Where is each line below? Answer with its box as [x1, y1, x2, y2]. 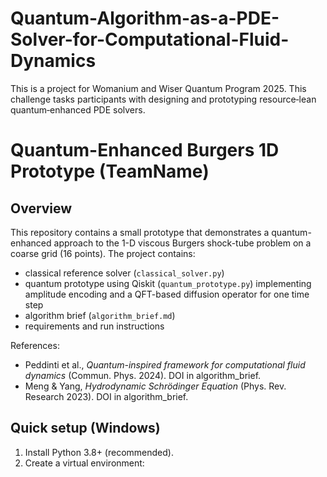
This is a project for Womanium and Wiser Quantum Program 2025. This [10, 82, 307, 94]
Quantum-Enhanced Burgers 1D [10, 139, 280, 162]
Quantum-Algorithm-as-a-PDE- [10, 7, 280, 30]
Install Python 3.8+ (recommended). [24, 446, 174, 458]
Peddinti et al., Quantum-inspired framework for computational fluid [24, 358, 306, 371]
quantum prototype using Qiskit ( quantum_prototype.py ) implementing [24, 277, 312, 289]
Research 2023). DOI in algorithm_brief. [24, 390, 189, 402]
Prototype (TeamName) [10, 160, 210, 183]
